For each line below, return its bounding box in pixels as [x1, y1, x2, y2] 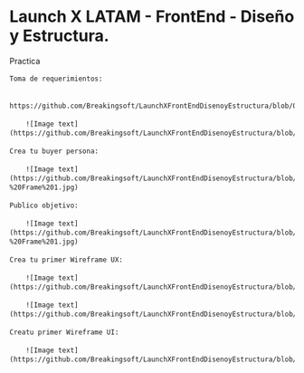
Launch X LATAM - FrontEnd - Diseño [9, 6, 295, 27]
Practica [9, 55, 41, 66]
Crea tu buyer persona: [9, 147, 100, 156]
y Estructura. [9, 25, 110, 46]
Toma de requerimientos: [9, 74, 103, 83]
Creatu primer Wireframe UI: [9, 328, 119, 337]
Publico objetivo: [9, 201, 79, 210]
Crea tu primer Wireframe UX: [9, 255, 124, 264]
